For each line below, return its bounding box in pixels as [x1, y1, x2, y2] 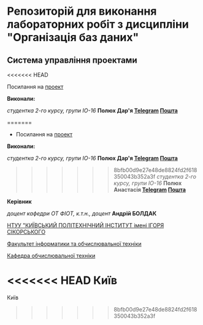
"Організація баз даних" [7, 31, 139, 44]
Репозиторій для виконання [7, 4, 157, 18]
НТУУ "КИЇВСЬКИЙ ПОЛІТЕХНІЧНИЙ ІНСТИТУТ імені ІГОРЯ [7, 222, 164, 229]
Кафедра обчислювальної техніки [7, 252, 96, 259]
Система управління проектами [7, 55, 137, 65]
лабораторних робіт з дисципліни [7, 17, 189, 31]
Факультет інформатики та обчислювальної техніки [7, 240, 142, 247]
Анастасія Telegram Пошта [113, 186, 186, 193]
